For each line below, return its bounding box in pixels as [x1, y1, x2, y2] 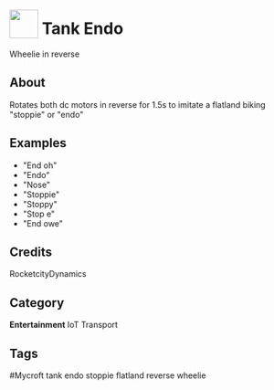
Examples [9, 135, 67, 151]
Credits [9, 244, 53, 259]
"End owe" [22, 217, 64, 228]
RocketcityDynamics [9, 269, 87, 279]
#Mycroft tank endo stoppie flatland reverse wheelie [9, 370, 206, 381]
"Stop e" [22, 208, 56, 219]
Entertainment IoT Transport [9, 320, 119, 331]
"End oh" [22, 160, 58, 171]
